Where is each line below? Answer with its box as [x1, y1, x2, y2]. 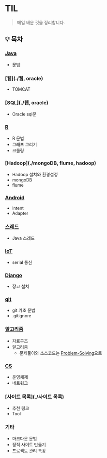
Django [5, 272, 23, 278]
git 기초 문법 [12, 308, 35, 313]
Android [5, 194, 25, 201]
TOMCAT [12, 86, 31, 92]
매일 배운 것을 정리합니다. [16, 19, 65, 25]
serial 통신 [12, 259, 32, 265]
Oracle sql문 [12, 111, 37, 117]
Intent [12, 205, 24, 211]
